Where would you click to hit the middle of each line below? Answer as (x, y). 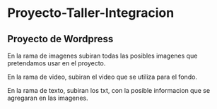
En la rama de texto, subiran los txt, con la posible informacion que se (109, 90)
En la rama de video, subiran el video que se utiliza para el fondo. (102, 77)
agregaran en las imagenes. (48, 98)
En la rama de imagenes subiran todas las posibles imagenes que (102, 56)
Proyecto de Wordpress (60, 39)
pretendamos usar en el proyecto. (57, 63)
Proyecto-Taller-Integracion (91, 13)
